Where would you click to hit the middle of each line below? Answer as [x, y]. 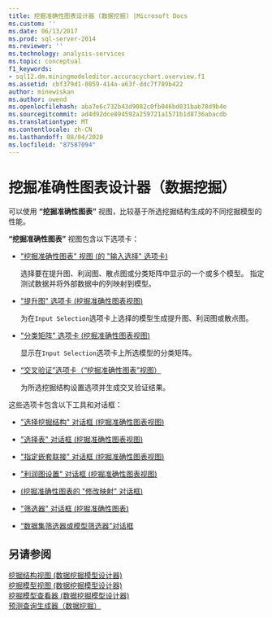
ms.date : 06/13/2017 [43, 31]
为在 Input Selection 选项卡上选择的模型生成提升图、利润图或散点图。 [136, 318]
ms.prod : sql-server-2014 [52, 39]
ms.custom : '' [32, 24]
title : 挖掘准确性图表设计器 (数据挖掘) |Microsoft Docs [98, 16]
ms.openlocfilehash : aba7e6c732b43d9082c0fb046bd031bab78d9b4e [118, 107]
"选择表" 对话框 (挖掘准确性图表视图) [82, 440]
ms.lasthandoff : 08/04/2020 [56, 137]
